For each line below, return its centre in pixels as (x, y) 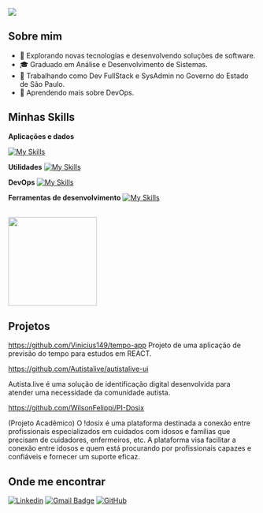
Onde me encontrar (57, 481)
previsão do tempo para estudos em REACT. (80, 354)
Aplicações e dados (41, 136)
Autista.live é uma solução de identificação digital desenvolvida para (119, 384)
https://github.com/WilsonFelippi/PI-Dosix (76, 408)
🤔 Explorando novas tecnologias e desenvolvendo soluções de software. (137, 55)
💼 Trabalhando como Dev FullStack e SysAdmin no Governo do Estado (134, 76)
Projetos (29, 326)
